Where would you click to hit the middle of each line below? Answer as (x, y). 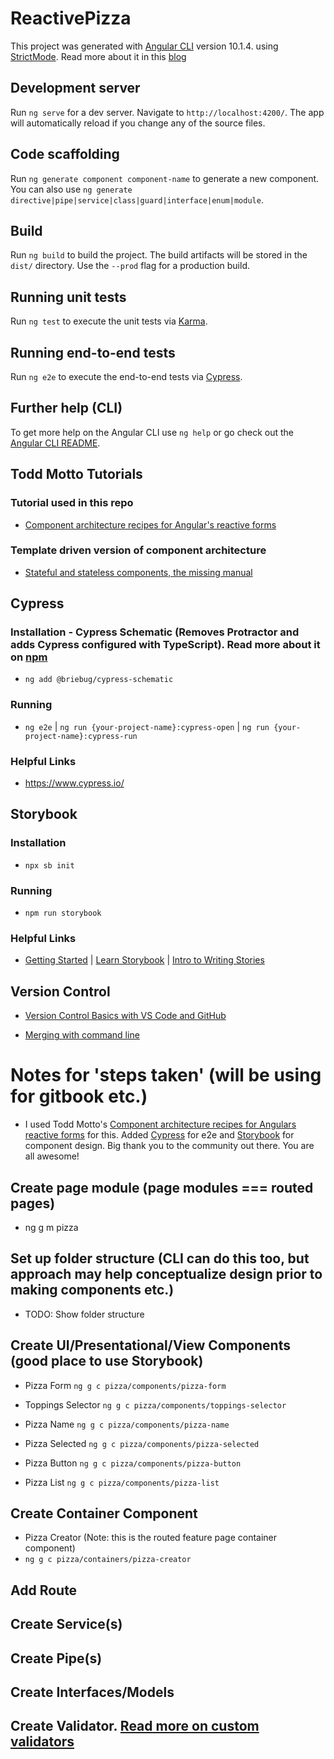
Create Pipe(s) (56, 1658)
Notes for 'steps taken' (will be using (166, 1075)
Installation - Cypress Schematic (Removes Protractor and (155, 632)
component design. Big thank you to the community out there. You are (169, 1146)
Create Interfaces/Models (92, 1692)
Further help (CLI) (66, 408)
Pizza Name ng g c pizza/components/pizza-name (127, 1424)
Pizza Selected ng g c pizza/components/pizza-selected (142, 1443)
